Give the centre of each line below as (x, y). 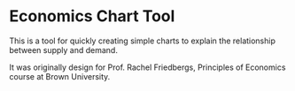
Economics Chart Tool (92, 16)
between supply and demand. (63, 49)
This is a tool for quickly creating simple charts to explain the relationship (143, 41)
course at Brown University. (60, 76)
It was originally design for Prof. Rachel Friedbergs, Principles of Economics (147, 67)
